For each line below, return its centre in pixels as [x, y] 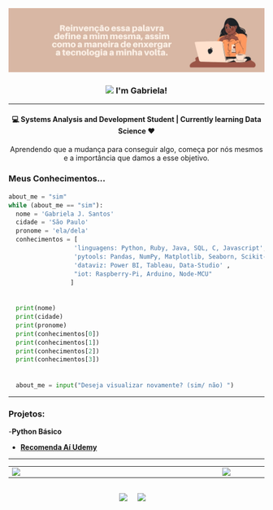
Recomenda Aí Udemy [58, 447]
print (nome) [36, 308]
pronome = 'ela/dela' [52, 231]
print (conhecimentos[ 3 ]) [58, 360]
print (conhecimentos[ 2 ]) [58, 351]
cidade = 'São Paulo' [52, 222]
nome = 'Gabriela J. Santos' [65, 214]
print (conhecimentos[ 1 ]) [58, 342]
